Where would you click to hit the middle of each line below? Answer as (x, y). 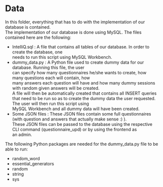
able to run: (17, 149)
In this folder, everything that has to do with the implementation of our (75, 22)
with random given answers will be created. (56, 88)
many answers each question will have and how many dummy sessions (84, 83)
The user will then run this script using (50, 103)
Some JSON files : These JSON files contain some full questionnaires (81, 114)
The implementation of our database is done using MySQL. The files (73, 32)
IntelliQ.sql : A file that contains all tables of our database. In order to (81, 47)
